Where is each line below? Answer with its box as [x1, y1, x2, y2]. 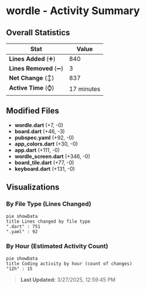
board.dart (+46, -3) [14, 127, 65, 135]
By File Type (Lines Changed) [6, 200, 91, 208]
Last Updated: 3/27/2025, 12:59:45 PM [20, 276, 116, 283]
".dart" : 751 [6, 223, 41, 230]
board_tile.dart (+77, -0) [14, 159, 74, 166]
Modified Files [6, 106, 60, 116]
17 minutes [69, 85, 101, 93]
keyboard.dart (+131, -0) [14, 165, 75, 172]
